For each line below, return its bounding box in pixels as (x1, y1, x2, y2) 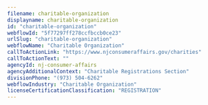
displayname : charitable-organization (7, 17, 118, 23)
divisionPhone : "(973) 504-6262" (7, 74, 103, 82)
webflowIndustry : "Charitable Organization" (7, 81, 137, 88)
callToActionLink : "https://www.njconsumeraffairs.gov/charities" (7, 49, 202, 56)
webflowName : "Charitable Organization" (7, 42, 125, 49)
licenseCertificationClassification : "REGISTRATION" (7, 87, 162, 94)
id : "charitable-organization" (7, 23, 97, 30)
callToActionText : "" (7, 55, 70, 62)
